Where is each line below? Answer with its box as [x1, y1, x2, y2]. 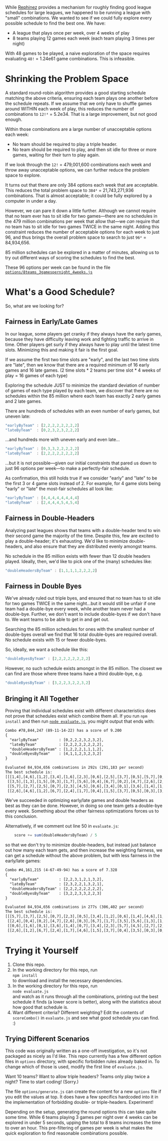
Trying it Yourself [5, 945, 79, 956]
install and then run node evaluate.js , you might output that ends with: [5, 718, 155, 724]
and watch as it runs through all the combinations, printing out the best [12, 993, 158, 1000]
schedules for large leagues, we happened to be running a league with [5, 10, 151, 16]
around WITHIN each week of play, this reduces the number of [5, 105, 134, 112]
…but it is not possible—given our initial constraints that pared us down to [5, 460, 157, 466]
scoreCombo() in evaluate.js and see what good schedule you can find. [12, 1015, 159, 1021]
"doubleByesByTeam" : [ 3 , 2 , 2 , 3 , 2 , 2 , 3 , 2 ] [5, 681, 91, 686]
